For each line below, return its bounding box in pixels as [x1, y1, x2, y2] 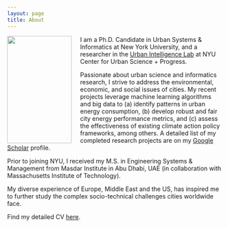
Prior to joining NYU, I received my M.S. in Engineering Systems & [7, 157, 193, 165]
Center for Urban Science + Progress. [80, 57, 187, 65]
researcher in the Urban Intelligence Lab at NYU [80, 49, 216, 58]
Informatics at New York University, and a [80, 43, 198, 51]
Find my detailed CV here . [7, 212, 81, 220]
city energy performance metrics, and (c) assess [80, 114, 218, 122]
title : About [7, 16, 45, 23]
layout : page [7, 10, 45, 17]
